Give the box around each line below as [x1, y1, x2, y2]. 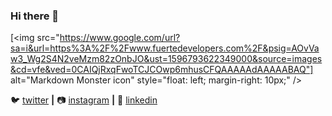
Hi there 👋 [10, 9, 60, 23]
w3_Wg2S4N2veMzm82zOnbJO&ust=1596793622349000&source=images [10, 53, 323, 65]
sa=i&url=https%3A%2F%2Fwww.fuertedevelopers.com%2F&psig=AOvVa [10, 42, 320, 54]
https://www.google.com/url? [59, 32, 181, 44]
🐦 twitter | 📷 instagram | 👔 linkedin [10, 94, 158, 106]
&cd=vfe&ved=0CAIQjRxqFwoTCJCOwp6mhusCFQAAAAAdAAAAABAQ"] [10, 64, 314, 76]
